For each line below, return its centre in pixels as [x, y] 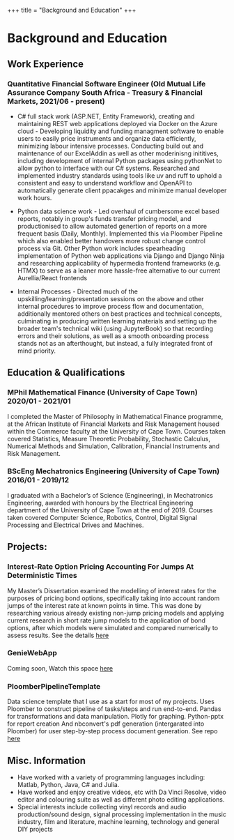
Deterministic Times [42, 576]
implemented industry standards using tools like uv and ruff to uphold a [119, 175]
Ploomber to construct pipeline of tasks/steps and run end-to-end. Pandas [114, 709]
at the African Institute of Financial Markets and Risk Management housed [114, 424]
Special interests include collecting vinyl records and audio [102, 807]
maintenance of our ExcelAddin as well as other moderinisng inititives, [118, 153]
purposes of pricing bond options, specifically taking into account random [114, 598]
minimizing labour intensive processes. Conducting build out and [110, 146]
